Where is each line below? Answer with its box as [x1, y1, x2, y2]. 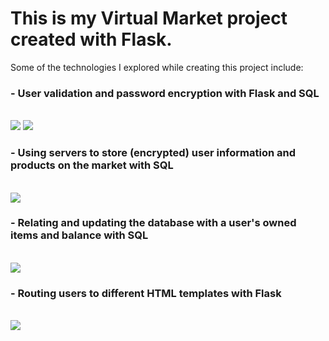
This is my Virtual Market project [10, 7, 288, 30]
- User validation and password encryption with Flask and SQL [10, 86, 320, 100]
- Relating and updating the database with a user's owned [10, 216, 297, 230]
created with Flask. [10, 28, 173, 51]
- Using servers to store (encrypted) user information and [10, 146, 297, 160]
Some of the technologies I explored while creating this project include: [10, 61, 304, 73]
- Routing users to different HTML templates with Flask [10, 286, 282, 300]
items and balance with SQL [10, 228, 149, 242]
